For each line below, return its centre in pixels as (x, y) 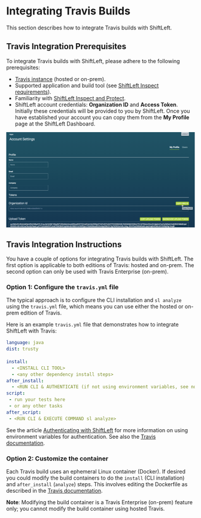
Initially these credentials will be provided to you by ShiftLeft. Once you (102, 111)
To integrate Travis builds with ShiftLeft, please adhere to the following (93, 61)
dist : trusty (22, 349)
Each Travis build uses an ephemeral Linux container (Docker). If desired (96, 471)
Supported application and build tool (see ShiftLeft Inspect (87, 85)
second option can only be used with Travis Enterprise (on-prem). (87, 272)
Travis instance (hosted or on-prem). (60, 79)
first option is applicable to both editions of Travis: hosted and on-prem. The (100, 265)
